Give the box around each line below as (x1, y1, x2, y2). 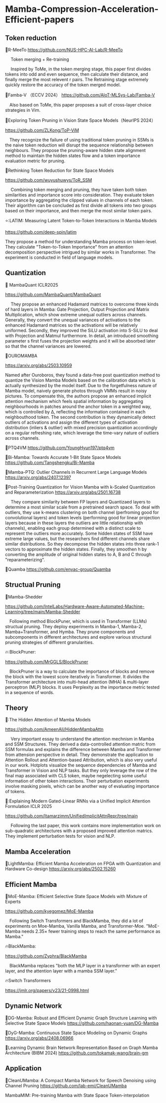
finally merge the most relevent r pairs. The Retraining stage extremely (5, 77, 149, 82)
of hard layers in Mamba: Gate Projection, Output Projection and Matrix (5, 306, 150, 312)
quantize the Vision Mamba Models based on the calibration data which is (5, 377, 156, 383)
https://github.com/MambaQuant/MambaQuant (5, 291, 101, 298)
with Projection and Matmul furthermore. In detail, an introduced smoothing (5, 333, 159, 339)
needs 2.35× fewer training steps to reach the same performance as (21, 928, 161, 934)
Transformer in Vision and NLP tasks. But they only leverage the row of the (5, 767, 157, 773)
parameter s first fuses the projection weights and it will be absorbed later (5, 338, 156, 344)
